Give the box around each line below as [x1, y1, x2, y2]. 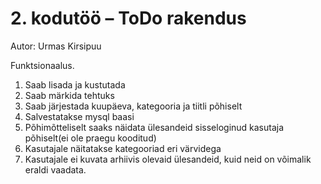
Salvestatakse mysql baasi [24, 110, 135, 122]
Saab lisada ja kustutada [24, 78, 126, 91]
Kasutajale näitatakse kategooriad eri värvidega [24, 142, 222, 154]
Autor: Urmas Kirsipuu [10, 40, 102, 52]
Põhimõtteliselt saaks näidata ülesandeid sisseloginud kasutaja [24, 121, 285, 133]
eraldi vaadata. [24, 163, 87, 176]
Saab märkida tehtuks [24, 89, 115, 101]
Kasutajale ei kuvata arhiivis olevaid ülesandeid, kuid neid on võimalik [24, 153, 312, 165]
